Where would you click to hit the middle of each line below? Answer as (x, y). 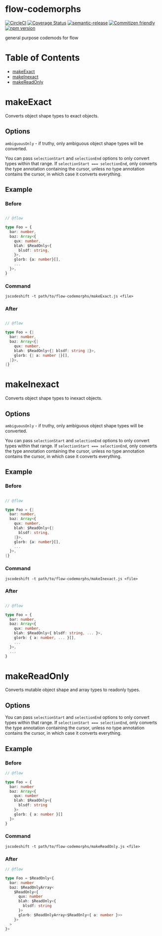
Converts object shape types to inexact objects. (54, 398)
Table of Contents (42, 58)
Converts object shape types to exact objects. (52, 116)
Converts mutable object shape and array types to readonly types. (73, 690)
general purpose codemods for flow (42, 38)
